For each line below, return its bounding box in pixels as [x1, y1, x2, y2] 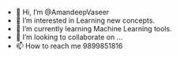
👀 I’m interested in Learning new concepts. [15, 16, 156, 25]
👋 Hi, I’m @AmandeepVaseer [15, 8, 110, 16]
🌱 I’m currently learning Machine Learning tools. [15, 24, 172, 33]
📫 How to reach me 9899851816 [15, 42, 123, 50]
